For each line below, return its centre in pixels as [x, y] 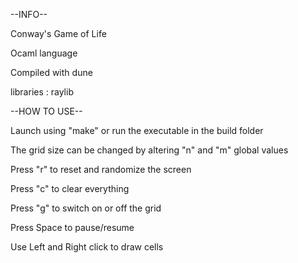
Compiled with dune [51, 72]
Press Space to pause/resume [72, 227]
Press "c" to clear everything [70, 188]
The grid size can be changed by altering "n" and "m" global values [149, 150]
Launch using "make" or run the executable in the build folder [137, 130]
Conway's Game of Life [58, 33]
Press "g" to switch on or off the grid [86, 208]
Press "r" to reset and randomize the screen [101, 169]
